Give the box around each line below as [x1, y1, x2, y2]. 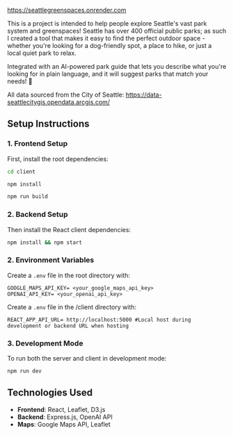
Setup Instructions [7, 118, 90, 130]
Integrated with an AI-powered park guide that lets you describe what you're [7, 63, 227, 70]
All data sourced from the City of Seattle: [7, 90, 124, 99]
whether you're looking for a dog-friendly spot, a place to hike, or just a [7, 42, 212, 49]
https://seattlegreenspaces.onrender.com [7, 6, 127, 14]
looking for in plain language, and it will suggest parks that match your [7, 69, 209, 78]
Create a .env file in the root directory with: [7, 271, 131, 279]
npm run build [7, 193, 49, 200]
